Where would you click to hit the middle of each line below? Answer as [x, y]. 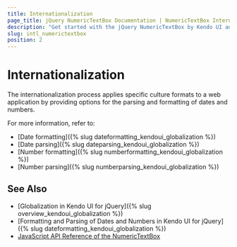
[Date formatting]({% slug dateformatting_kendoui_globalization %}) [117, 137]
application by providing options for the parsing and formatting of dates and [117, 102]
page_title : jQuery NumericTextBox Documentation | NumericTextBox [109, 20]
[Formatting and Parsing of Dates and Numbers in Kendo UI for [109, 221]
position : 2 [25, 40]
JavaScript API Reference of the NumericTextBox [89, 236]
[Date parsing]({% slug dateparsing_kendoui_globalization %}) [108, 145]
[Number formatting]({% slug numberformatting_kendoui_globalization [120, 152]
